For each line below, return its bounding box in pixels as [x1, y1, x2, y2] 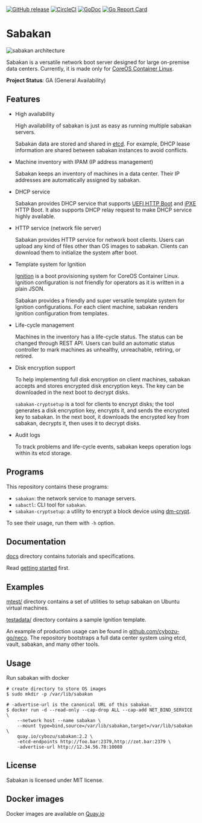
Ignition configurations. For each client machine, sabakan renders [14, 303, 178, 311]
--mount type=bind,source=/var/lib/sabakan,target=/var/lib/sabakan [17, 723, 193, 729]
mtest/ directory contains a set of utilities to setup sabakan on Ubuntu [6, 598, 180, 605]
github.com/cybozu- [128, 628, 180, 635]
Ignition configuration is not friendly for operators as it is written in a [14, 279, 185, 286]
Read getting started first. [6, 564, 70, 572]
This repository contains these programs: [6, 483, 109, 490]
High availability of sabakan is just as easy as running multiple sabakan [14, 121, 192, 129]
